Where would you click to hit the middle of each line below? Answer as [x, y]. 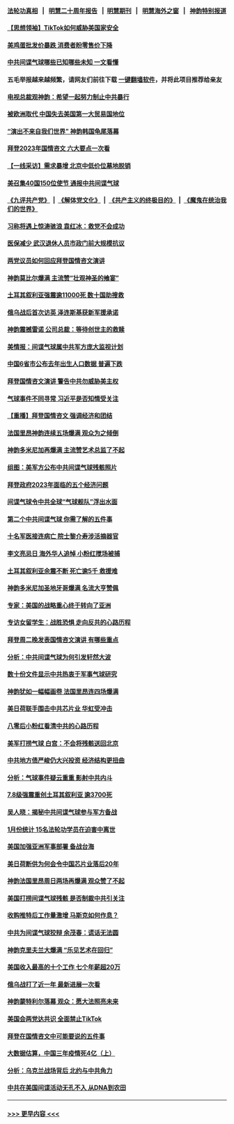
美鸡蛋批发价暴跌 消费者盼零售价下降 [60, 45]
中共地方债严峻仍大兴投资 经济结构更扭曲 [66, 760]
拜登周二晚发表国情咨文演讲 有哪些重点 [63, 639]
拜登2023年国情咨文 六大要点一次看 [58, 148]
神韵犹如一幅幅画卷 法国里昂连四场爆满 [63, 691]
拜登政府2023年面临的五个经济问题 [58, 485]
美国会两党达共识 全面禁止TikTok [55, 1019]
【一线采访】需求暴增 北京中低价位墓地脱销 [69, 165]
